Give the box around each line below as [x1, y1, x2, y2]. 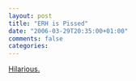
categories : [8, 42, 49, 50]
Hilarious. [8, 64, 40, 74]
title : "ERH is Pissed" [8, 19, 89, 28]
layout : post [8, 11, 53, 20]
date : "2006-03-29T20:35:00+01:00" [8, 27, 129, 35]
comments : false [8, 34, 63, 43]
